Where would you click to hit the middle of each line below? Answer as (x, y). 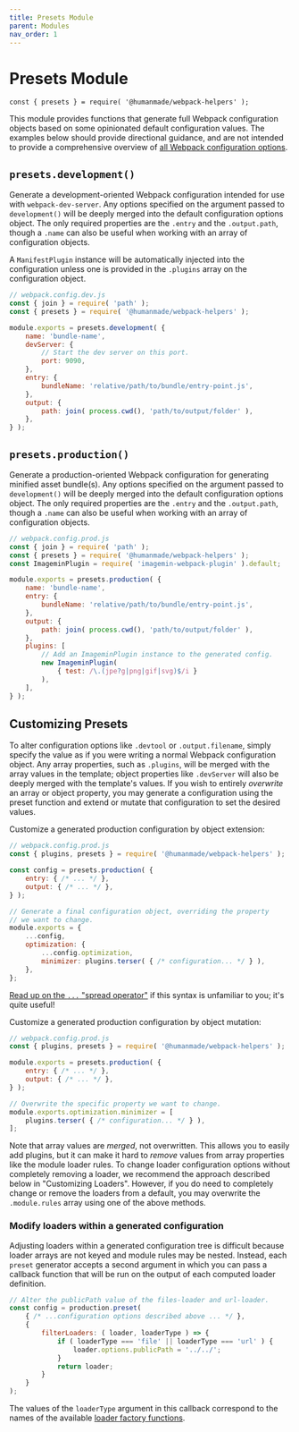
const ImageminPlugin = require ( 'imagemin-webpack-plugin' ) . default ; (145, 563)
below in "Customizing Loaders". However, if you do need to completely (141, 1184)
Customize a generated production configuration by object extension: (137, 829)
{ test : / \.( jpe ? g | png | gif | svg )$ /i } (127, 672)
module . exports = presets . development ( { (87, 327)
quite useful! (32, 1004)
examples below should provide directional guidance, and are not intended (146, 138)
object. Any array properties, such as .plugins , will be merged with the (140, 765)
